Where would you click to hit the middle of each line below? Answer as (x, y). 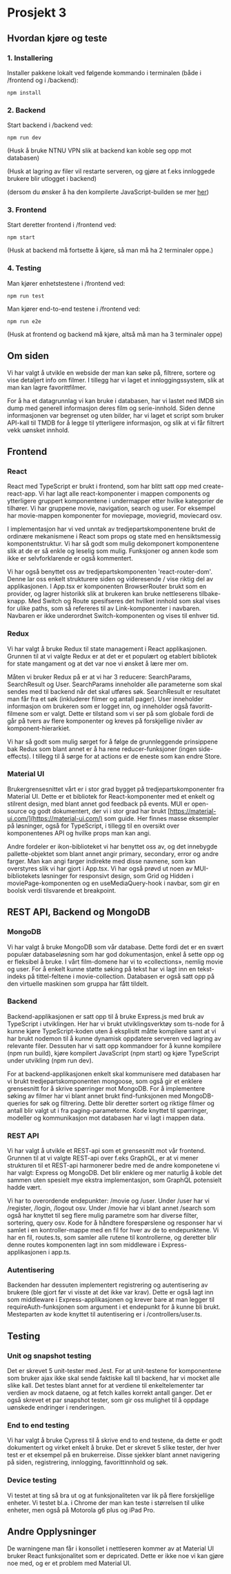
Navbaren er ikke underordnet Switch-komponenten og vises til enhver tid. (113, 616)
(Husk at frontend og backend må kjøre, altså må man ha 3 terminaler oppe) (115, 334)
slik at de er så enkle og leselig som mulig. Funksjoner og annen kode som (113, 551)
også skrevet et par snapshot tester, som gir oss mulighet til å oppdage (108, 1400)
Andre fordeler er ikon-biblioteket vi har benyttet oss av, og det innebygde (112, 846)
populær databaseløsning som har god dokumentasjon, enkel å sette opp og (115, 954)
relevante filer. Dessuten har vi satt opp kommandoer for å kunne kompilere (114, 1046)
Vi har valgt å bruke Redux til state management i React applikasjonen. (107, 649)
